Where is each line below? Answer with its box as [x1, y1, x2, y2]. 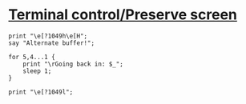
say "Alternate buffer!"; [8, 38, 95, 47]
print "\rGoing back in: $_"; [22, 60, 124, 68]
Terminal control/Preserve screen [8, 6, 238, 24]
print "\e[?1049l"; [8, 88, 74, 96]
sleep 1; [22, 66, 52, 75]
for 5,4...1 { [8, 53, 56, 61]
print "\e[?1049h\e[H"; [8, 32, 88, 40]
